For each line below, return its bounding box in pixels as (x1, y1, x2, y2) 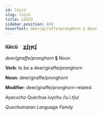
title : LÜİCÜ (5, 17, 33, 22)
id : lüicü (5, 7, 27, 13)
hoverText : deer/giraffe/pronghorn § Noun (5, 26, 97, 31)
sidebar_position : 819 (5, 21, 54, 27)
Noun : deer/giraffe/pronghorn (5, 74, 68, 81)
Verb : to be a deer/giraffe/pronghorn (5, 65, 83, 71)
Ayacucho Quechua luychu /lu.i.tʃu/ (5, 94, 80, 100)
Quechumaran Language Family (5, 104, 73, 110)
